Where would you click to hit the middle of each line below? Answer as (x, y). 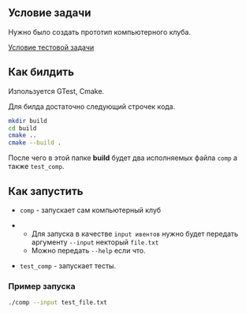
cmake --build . (35, 143)
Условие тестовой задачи (51, 47)
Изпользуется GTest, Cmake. (56, 91)
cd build (22, 128)
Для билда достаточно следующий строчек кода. (92, 107)
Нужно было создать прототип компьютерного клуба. (100, 32)
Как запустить (46, 191)
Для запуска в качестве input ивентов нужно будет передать (135, 234)
